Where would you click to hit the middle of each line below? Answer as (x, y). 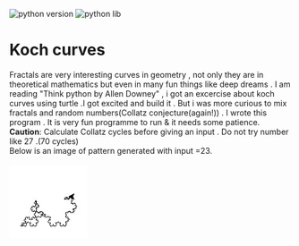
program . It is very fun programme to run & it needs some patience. (135, 122)
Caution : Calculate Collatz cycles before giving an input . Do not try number (149, 131)
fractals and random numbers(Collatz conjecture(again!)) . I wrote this (138, 113)
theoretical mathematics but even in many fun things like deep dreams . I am (150, 84)
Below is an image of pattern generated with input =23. (111, 150)
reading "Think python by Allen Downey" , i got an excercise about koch (142, 93)
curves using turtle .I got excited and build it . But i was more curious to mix (148, 103)
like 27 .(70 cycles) (44, 141)
